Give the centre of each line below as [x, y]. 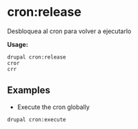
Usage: [18, 44]
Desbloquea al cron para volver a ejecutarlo [69, 31]
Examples [29, 90]
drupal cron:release [37, 57]
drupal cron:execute [37, 119]
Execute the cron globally [53, 107]
